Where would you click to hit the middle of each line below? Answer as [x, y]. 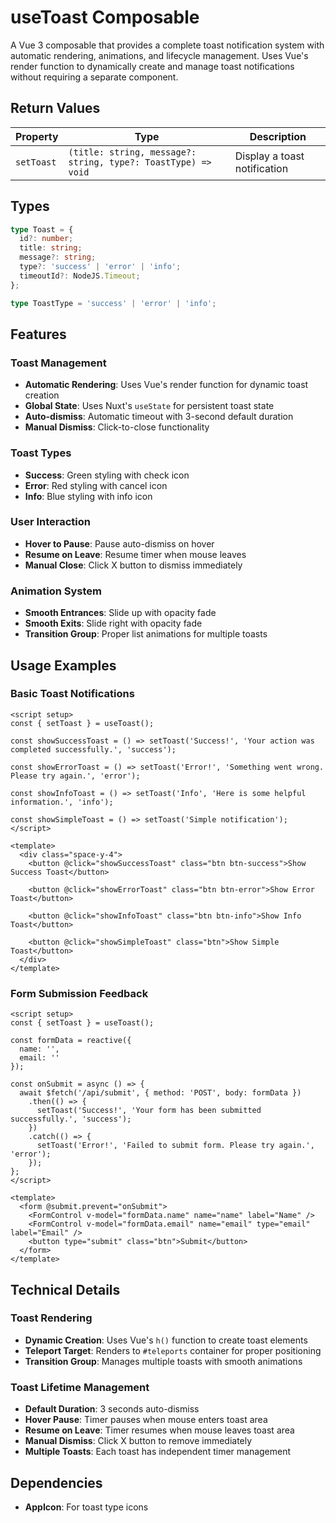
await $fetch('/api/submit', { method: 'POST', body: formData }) [160, 1093]
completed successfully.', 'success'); [93, 749]
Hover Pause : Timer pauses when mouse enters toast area [146, 1420]
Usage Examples [63, 665]
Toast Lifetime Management [80, 1387]
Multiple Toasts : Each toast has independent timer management [158, 1452]
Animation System [56, 591]
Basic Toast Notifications [72, 694]
